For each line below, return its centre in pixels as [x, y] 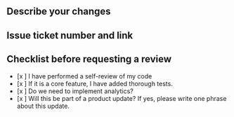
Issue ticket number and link [70, 35]
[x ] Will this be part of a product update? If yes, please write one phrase [122, 98]
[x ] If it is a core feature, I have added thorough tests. [95, 83]
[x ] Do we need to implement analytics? [75, 91]
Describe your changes [59, 12]
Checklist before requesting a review [89, 59]
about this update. [43, 106]
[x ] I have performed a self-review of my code [84, 76]
